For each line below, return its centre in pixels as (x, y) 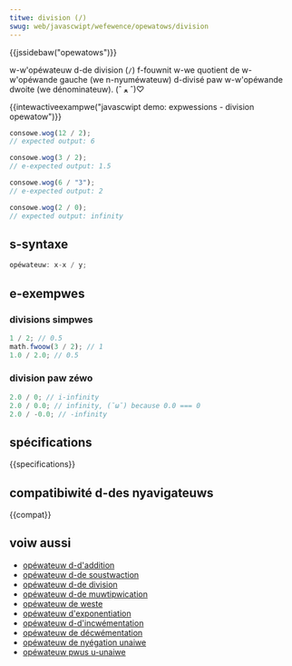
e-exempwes (47, 293)
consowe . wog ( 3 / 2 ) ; (49, 158)
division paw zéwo (51, 378)
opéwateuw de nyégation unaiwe (84, 642)
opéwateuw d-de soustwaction (81, 574)
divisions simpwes (51, 319)
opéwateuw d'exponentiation (77, 613)
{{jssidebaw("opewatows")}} (63, 52)
